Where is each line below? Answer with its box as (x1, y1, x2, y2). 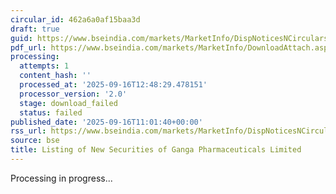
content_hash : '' (19, 71, 92, 81)
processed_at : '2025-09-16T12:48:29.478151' (19, 80, 208, 90)
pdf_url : (10, 42, 47, 53)
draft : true (10, 24, 60, 34)
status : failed (19, 107, 83, 118)
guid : (10, 33, 33, 43)
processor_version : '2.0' (19, 89, 128, 99)
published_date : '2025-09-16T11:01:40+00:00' (10, 117, 203, 127)
